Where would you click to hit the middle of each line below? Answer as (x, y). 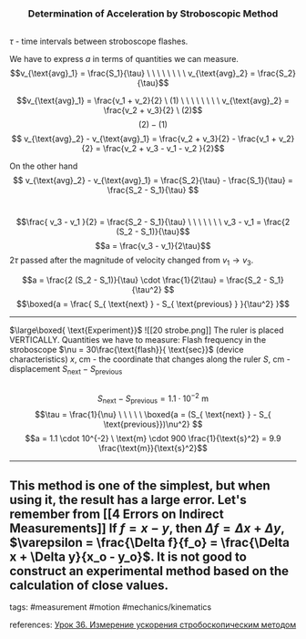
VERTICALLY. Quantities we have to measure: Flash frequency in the (138, 340)
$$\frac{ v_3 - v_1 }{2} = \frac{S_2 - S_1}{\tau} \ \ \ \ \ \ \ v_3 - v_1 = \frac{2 (153, 222)
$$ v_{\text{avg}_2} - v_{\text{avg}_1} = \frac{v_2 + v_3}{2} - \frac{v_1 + (144, 139)
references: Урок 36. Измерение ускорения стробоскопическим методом (153, 625)
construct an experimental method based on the (149, 571)
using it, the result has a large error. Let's (128, 500)
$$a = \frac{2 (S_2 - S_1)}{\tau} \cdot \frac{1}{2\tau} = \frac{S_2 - (145, 280)
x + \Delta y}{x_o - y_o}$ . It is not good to (128, 557)
